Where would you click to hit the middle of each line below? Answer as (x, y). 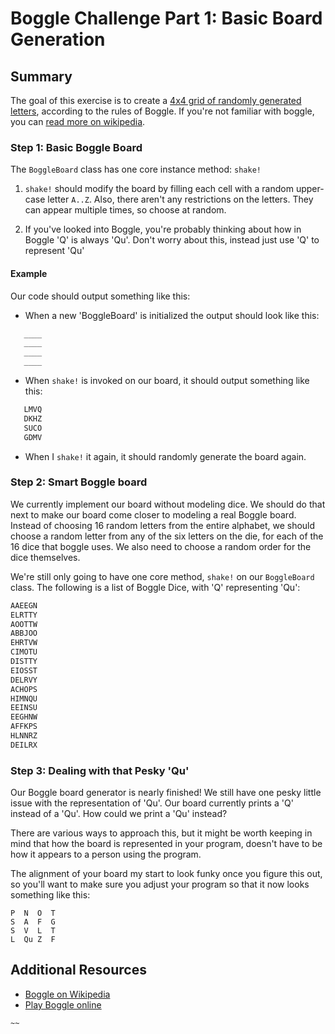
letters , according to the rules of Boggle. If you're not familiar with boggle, (162, 111)
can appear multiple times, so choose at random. (125, 210)
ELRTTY (24, 615)
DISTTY (24, 662)
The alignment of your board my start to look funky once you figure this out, (166, 874)
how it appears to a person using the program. (106, 854)
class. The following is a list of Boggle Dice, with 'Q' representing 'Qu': (155, 587)
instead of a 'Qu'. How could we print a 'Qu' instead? (119, 814)
